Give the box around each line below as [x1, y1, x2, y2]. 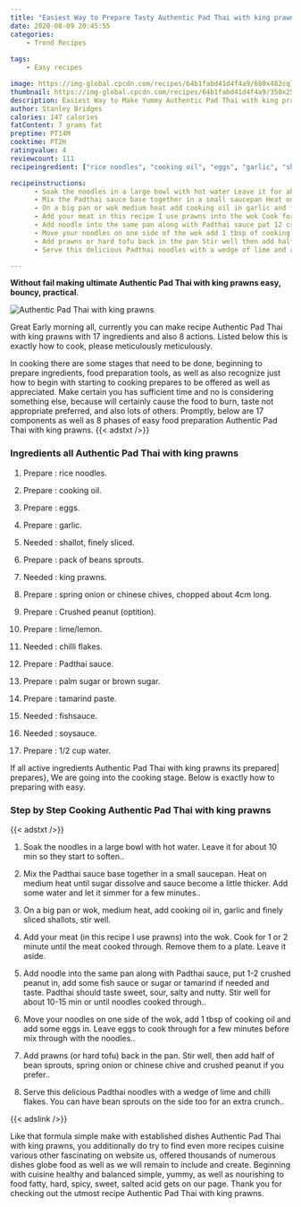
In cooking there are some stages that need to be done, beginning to [10, 358, 263, 369]
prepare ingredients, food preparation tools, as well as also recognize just [10, 368, 280, 379]
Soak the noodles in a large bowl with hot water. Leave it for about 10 [22, 841, 278, 852]
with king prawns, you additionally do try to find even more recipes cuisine [10, 1140, 285, 1151]
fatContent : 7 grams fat [10, 121, 103, 130]
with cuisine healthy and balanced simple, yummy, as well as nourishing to [10, 1168, 285, 1179]
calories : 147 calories [10, 113, 99, 122]
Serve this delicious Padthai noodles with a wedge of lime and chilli [22, 1086, 271, 1097]
